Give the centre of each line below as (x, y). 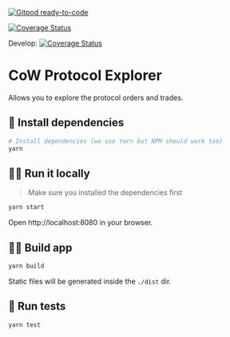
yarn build (26, 266)
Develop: (23, 43)
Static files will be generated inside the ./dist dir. (90, 281)
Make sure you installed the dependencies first (105, 192)
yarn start (26, 208)
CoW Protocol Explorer (85, 75)
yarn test (25, 325)
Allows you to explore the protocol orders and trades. (96, 97)
